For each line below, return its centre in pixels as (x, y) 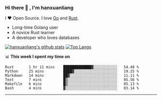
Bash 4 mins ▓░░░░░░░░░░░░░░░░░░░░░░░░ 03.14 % (72, 88)
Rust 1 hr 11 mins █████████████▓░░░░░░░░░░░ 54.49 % (72, 67)
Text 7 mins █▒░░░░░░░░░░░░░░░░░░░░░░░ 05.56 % (72, 80)
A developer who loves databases (46, 37)
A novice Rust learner (34, 33)
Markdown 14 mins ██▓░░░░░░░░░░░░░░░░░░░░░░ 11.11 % (72, 76)
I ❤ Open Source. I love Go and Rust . (42, 18)
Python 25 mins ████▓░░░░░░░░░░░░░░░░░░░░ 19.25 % (72, 72)
